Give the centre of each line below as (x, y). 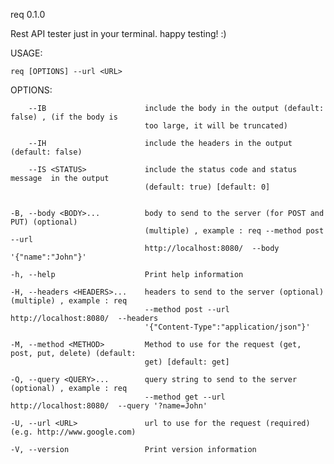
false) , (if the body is (64, 117)
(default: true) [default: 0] (207, 187)
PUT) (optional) (44, 222)
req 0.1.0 (28, 14)
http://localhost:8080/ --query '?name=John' (109, 406)
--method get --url (185, 397)
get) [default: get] (187, 362)
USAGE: (26, 53)
